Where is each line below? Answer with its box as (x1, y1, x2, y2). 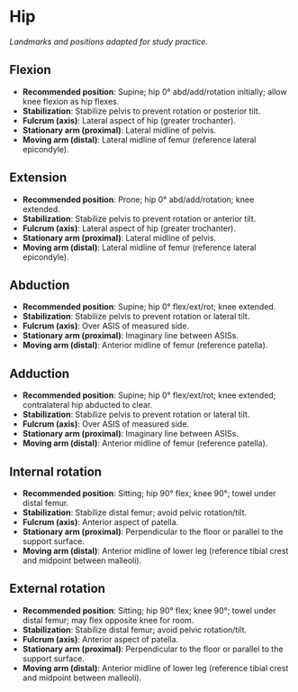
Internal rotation (9, 464, 102, 479)
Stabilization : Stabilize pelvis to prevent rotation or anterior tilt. (22, 213, 257, 224)
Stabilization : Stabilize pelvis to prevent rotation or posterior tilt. (22, 106, 261, 116)
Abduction (9, 277, 70, 292)
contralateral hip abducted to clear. (22, 400, 153, 411)
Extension (9, 170, 68, 186)
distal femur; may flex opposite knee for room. (22, 614, 194, 625)
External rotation (9, 581, 106, 596)
